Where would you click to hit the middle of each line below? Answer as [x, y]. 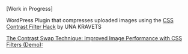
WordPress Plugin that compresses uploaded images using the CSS [90, 20]
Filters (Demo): [25, 45]
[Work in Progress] [29, 9]
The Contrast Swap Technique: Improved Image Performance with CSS [94, 38]
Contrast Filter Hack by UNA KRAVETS [54, 27]
